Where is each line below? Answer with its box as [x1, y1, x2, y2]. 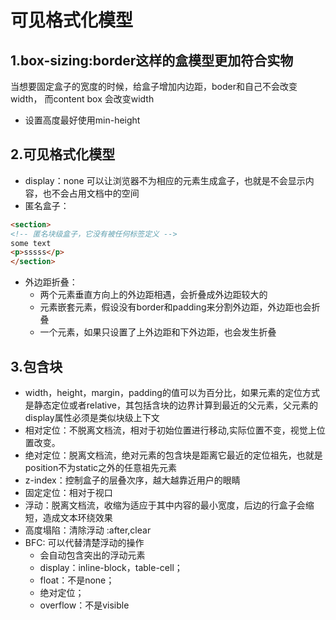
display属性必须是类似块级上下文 [24, 412, 160, 423]
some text [10, 238, 52, 248]
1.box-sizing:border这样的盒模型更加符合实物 [10, 52, 294, 69]
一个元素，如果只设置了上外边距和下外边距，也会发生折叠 [39, 326, 277, 338]
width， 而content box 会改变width [10, 93, 155, 105]
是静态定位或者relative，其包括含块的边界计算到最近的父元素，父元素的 [24, 399, 318, 411]
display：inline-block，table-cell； [39, 562, 183, 573]
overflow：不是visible [39, 599, 130, 611]
